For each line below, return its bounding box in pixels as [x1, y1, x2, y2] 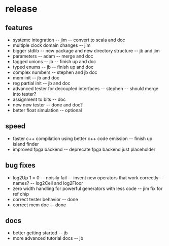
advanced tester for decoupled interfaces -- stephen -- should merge [12, 86, 159, 92]
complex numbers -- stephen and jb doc [12, 69, 97, 75]
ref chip [12, 190, 29, 197]
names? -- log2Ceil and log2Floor [12, 180, 83, 186]
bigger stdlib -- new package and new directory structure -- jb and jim [12, 48, 160, 53]
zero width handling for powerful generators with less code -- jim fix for [12, 185, 163, 192]
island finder [12, 141, 39, 147]
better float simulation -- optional [12, 107, 82, 113]
